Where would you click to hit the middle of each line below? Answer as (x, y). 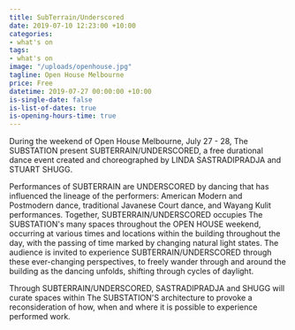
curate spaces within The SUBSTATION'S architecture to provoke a (131, 298)
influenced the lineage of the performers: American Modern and (126, 196)
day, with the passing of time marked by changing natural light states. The (144, 243)
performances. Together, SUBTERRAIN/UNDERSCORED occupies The (136, 215)
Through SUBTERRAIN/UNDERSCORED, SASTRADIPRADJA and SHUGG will (147, 288)
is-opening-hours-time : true (63, 116)
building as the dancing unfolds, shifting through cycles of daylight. (132, 272)
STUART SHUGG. (41, 170)
